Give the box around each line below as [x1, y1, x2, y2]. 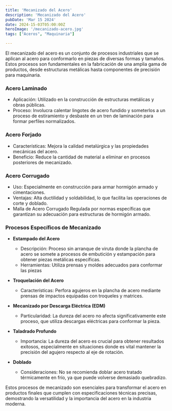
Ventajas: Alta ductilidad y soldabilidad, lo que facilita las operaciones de [12, 194, 167, 201]
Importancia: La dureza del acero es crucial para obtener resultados [20, 338, 164, 345]
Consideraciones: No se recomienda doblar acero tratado [20, 369, 142, 376]
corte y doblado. [12, 200, 48, 206]
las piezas [20, 267, 42, 274]
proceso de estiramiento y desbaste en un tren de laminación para [12, 113, 154, 119]
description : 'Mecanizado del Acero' [5, 12, 86, 17]
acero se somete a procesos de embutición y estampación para [20, 251, 156, 257]
